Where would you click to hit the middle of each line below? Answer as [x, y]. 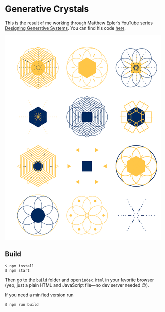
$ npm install [20, 266]
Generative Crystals [47, 9]
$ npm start [17, 271]
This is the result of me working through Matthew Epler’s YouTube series [79, 23]
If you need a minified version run [39, 295]
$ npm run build [22, 305]
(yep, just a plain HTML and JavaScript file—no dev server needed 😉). [77, 285]
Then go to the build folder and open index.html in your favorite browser [80, 280]
